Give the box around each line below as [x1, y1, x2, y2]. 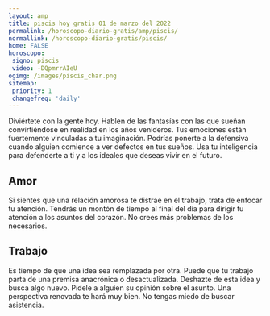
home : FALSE [8, 42, 48, 50]
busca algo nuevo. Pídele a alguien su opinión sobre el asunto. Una [8, 283, 231, 293]
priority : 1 [11, 86, 52, 95]
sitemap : [8, 79, 38, 87]
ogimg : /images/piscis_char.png [8, 72, 117, 80]
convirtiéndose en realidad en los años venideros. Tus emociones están [8, 125, 247, 135]
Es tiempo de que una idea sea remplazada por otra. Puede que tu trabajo [8, 265, 254, 275]
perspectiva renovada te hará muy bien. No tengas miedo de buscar [8, 291, 235, 301]
